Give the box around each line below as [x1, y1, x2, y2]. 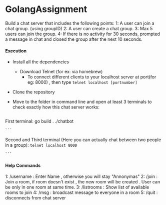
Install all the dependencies [12, 59, 69, 65]
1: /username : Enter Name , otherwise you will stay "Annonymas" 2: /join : [5, 173, 158, 179]
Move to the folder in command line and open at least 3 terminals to [12, 99, 152, 105]
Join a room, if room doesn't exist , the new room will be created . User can [5, 179, 160, 185]
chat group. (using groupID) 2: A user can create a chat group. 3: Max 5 [5, 25, 153, 31]
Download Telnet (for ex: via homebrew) [19, 69, 103, 75]
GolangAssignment [5, 4, 87, 15]
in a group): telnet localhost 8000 [5, 142, 77, 148]
